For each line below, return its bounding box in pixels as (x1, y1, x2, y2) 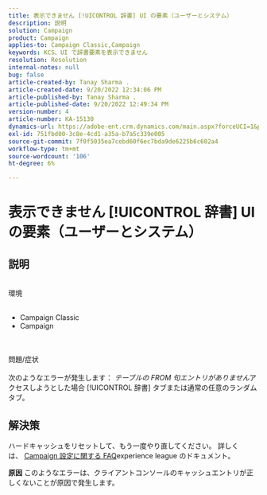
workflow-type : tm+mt (8, 145, 80, 153)
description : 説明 (8, 19, 67, 27)
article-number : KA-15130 (8, 115, 94, 123)
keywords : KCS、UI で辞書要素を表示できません (8, 49, 149, 57)
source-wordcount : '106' (8, 152, 91, 160)
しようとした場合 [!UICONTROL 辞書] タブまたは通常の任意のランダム (29, 383, 257, 392)
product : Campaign (8, 33, 69, 42)
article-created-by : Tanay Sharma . (8, 78, 130, 86)
